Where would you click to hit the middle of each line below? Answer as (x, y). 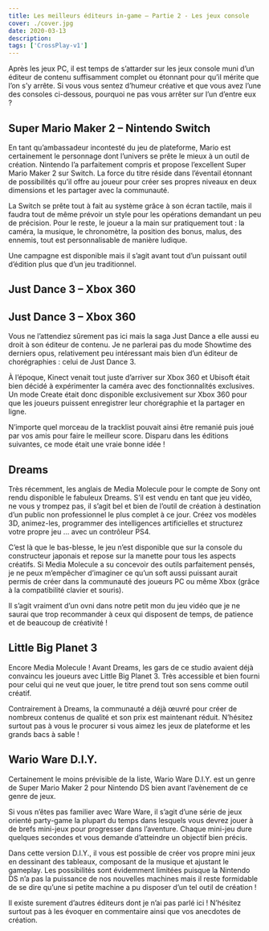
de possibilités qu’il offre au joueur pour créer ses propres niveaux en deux (132, 181)
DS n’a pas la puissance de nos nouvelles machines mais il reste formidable (133, 879)
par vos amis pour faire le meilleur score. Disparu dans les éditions (118, 436)
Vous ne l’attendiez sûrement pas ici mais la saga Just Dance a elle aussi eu (134, 336)
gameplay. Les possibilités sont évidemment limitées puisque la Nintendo (129, 870)
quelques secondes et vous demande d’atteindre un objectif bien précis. (128, 837)
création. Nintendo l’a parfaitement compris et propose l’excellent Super (127, 164)
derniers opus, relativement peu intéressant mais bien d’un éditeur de (123, 353)
